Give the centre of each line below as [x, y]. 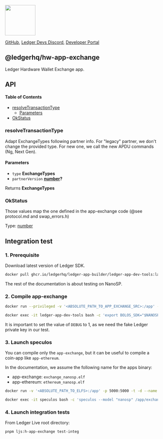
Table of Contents [24, 97]
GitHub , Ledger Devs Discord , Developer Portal [52, 42]
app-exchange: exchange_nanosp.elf [49, 377]
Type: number [19, 226]
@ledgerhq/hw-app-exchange [52, 58]
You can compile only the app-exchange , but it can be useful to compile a [77, 353]
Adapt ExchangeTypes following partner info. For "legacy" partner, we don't [81, 141]
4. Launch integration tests [37, 412]
